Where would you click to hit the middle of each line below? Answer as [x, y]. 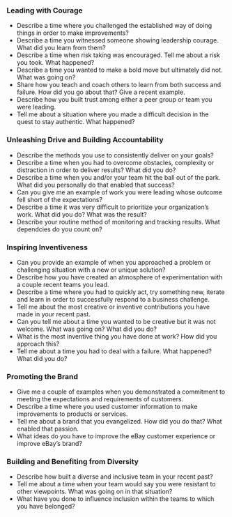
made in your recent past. [54, 314]
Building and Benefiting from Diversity [72, 462]
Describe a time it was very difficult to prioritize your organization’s [113, 207]
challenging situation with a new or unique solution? [91, 270]
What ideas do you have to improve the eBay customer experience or [116, 436]
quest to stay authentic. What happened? [76, 122]
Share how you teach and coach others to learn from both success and [119, 85]
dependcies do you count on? [59, 229]
